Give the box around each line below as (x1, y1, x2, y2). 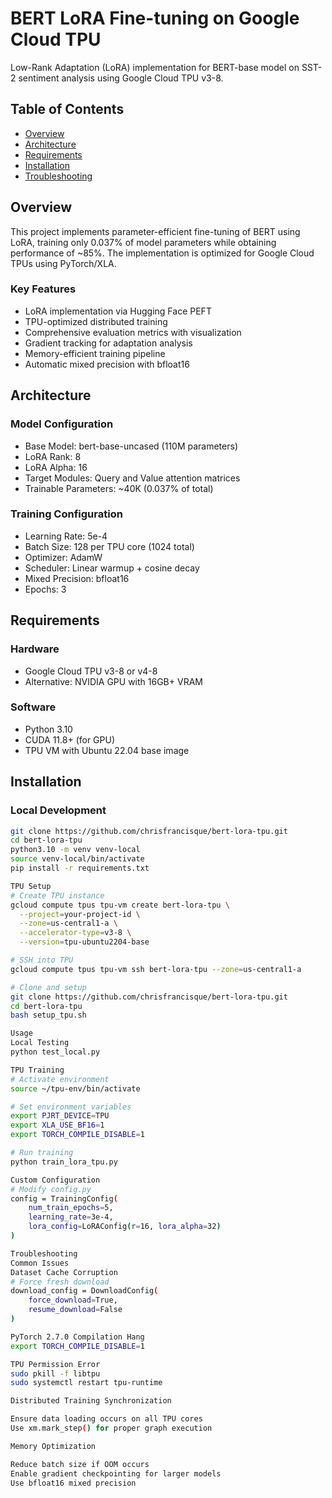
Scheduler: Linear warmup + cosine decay (24, 562, 200, 574)
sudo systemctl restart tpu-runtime (10, 1378, 163, 1388)
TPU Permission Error (10, 1359, 101, 1369)
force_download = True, (28, 1295, 118, 1306)
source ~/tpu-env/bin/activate (10, 1083, 141, 1094)
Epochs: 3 (24, 583, 67, 595)
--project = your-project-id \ (19, 909, 141, 919)
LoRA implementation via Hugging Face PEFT (24, 305, 212, 317)
